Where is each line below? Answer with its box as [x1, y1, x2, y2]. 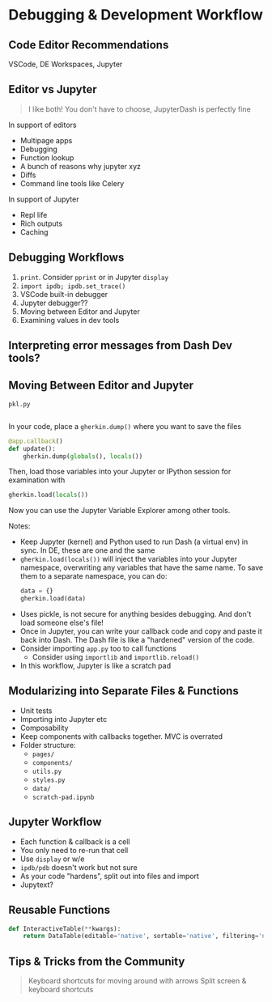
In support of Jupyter [8, 194, 79, 204]
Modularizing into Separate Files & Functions [8, 684, 239, 698]
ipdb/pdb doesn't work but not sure [19, 862, 138, 872]
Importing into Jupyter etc [19, 714, 108, 724]
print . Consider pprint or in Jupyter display [19, 272, 168, 282]
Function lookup [19, 152, 74, 163]
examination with [8, 475, 66, 485]
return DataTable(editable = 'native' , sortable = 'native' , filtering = [23, 932, 259, 940]
